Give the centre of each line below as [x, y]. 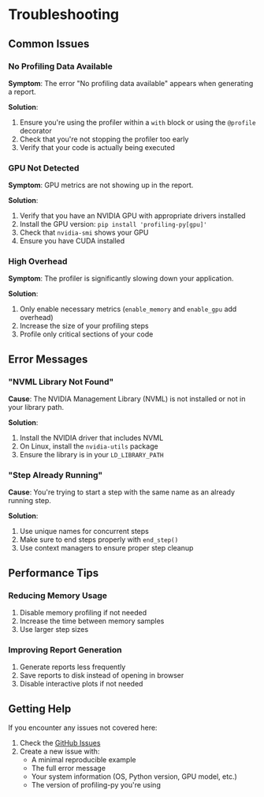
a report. [22, 92]
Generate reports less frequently [73, 667]
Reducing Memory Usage [58, 596]
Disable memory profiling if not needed [83, 613]
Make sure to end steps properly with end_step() [99, 539]
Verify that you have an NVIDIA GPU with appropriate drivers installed [132, 216]
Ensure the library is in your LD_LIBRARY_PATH [91, 455]
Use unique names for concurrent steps [84, 532]
